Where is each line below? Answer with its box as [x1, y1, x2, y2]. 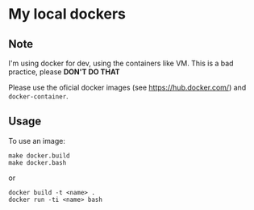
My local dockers [8, 5, 127, 23]
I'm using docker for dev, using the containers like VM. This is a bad [8, 58, 234, 68]
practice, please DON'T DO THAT [8, 67, 120, 77]
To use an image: [8, 136, 66, 145]
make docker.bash [8, 158, 67, 166]
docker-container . [8, 91, 69, 101]
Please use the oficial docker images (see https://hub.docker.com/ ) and [8, 82, 247, 92]
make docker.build [8, 151, 70, 160]
